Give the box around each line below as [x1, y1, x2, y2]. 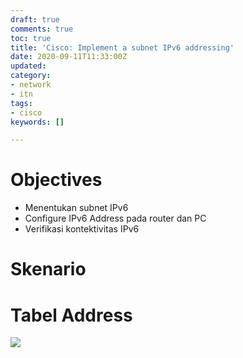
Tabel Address [10, 304, 133, 326]
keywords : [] [10, 117, 65, 127]
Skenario [10, 258, 87, 281]
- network [10, 80, 52, 90]
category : [10, 71, 52, 81]
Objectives [10, 169, 103, 191]
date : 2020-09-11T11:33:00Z [10, 52, 128, 62]
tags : [10, 98, 33, 108]
